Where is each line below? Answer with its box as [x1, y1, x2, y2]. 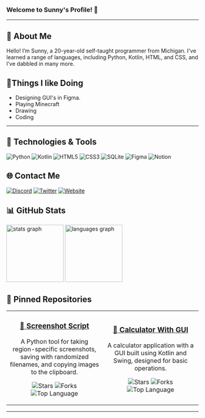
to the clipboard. [31, 368, 78, 377]
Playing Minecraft [15, 100, 60, 107]
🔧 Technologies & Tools [6, 137, 97, 147]
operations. [134, 364, 167, 373]
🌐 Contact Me [6, 171, 60, 181]
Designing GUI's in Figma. [15, 94, 81, 101]
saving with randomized [20, 353, 89, 361]
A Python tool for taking [20, 337, 88, 346]
